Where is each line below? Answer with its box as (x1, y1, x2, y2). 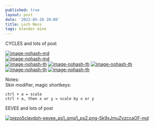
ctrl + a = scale (5, 92, 42, 97)
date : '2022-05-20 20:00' (5, 17, 60, 22)
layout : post (5, 12, 33, 17)
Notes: (5, 77, 19, 83)
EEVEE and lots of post (5, 105, 53, 111)
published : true (5, 7, 40, 13)
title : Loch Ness (5, 21, 42, 27)
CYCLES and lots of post (5, 40, 57, 46)
